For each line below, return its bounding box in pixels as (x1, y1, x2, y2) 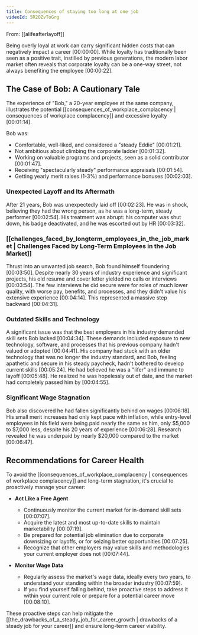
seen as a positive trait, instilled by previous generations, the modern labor (6, 54, 188, 61)
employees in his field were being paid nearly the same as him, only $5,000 (6, 419, 190, 426)
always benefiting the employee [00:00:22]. (6, 67, 113, 74)
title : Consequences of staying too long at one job (6, 8, 139, 15)
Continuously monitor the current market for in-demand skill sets (23, 506, 181, 514)
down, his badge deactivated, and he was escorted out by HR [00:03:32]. (6, 220, 186, 227)
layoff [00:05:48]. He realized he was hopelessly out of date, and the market (6, 373, 193, 380)
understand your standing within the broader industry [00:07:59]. (23, 579, 183, 587)
